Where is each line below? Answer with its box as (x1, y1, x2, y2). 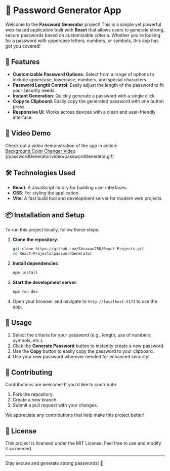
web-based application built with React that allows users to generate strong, (5, 26, 165, 32)
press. (12, 104, 26, 110)
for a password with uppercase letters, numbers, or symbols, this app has (5, 38, 159, 44)
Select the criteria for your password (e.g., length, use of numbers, (12, 332, 152, 338)
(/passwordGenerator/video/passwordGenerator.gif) (5, 153, 114, 159)
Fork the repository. (12, 391, 54, 397)
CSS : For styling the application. (12, 190, 80, 196)
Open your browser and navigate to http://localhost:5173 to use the (12, 298, 158, 304)
